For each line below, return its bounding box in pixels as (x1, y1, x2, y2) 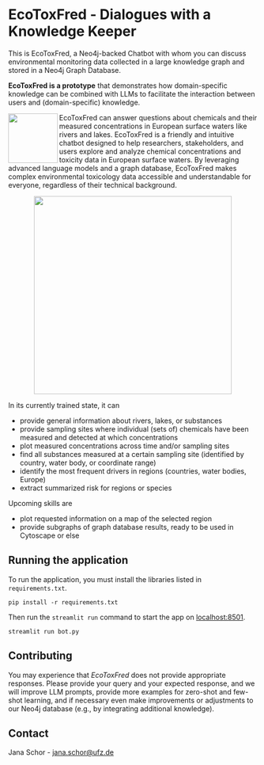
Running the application (8, 554, 129, 567)
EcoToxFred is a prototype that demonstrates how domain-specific (8, 81, 228, 90)
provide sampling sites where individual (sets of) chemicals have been (19, 424, 249, 433)
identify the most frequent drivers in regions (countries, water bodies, (19, 466, 247, 476)
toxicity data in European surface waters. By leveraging (58, 154, 239, 164)
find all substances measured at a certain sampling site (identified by (19, 449, 245, 459)
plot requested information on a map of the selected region (19, 513, 212, 523)
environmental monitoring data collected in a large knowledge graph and (8, 57, 245, 67)
